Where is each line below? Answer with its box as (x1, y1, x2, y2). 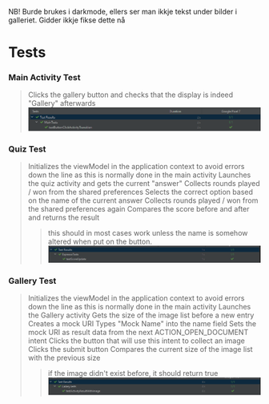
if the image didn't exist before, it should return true (47, 369, 219, 378)
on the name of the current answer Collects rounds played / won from (27, 196, 259, 205)
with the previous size (27, 353, 101, 363)
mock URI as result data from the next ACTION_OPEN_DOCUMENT (27, 328, 249, 337)
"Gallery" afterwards (27, 99, 96, 108)
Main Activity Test (8, 72, 81, 83)
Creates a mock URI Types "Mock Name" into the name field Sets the (27, 319, 257, 329)
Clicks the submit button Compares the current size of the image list (27, 345, 254, 354)
